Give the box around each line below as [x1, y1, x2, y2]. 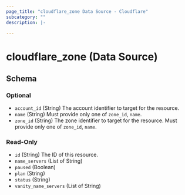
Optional [6, 91, 31, 99]
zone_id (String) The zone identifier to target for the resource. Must [14, 117, 177, 124]
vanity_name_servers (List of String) [14, 183, 101, 190]
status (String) [14, 176, 51, 183]
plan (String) [14, 170, 45, 177]
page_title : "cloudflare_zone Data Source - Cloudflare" [6, 8, 149, 15]
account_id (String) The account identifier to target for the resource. [14, 105, 180, 112]
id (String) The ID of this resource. [14, 151, 99, 159]
